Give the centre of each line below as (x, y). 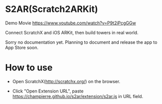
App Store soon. (22, 47)
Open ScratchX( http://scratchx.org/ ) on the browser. (66, 81)
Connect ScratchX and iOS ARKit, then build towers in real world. (72, 32)
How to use (29, 68)
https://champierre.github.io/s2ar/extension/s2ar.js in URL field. (78, 96)
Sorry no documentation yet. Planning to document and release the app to (81, 42)
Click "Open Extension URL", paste (48, 91)
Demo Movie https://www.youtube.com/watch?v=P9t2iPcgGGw (71, 23)
